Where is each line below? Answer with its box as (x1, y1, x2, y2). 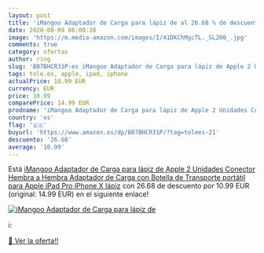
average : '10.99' (8, 143, 65, 151)
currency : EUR (8, 84, 55, 93)
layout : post (8, 11, 51, 20)
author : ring (8, 56, 51, 64)
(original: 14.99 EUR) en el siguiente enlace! (8, 189, 149, 199)
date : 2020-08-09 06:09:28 (8, 26, 97, 34)
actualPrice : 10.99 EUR (8, 77, 86, 85)
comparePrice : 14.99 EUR (8, 99, 90, 107)
